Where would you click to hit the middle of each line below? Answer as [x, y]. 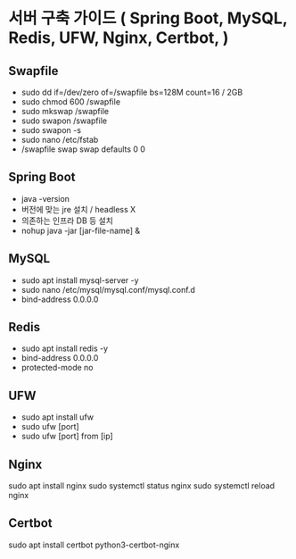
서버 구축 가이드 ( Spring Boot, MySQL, [148, 18]
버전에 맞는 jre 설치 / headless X [78, 209]
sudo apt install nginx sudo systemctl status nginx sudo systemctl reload [142, 486]
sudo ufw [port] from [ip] [67, 436]
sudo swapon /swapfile [64, 121]
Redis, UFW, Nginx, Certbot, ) [119, 38]
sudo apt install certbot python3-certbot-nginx [94, 545]
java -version [45, 198]
